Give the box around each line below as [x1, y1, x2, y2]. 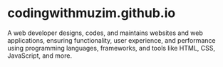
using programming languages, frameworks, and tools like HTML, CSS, [7, 43, 216, 52]
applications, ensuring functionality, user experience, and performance [7, 36, 216, 44]
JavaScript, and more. [7, 51, 73, 60]
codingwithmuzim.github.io [7, 5, 176, 21]
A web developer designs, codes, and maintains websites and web [7, 29, 203, 37]
